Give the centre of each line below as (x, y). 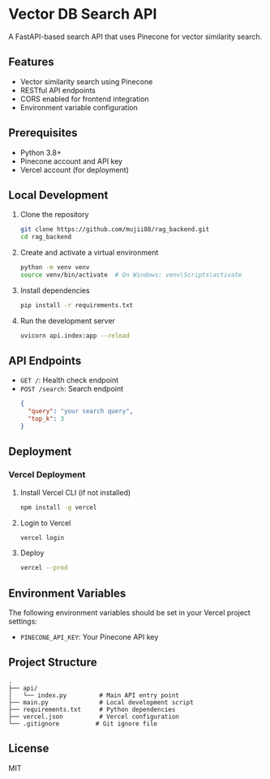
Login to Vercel (45, 523)
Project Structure (53, 663)
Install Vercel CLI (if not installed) (75, 492)
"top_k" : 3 (46, 419)
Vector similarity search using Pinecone (86, 81)
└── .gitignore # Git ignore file (83, 723)
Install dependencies (55, 290)
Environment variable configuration (79, 107)
